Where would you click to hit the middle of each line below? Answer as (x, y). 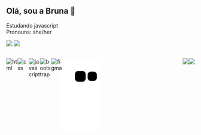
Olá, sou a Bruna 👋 (41, 11)
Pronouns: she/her (29, 32)
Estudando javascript (32, 25)
